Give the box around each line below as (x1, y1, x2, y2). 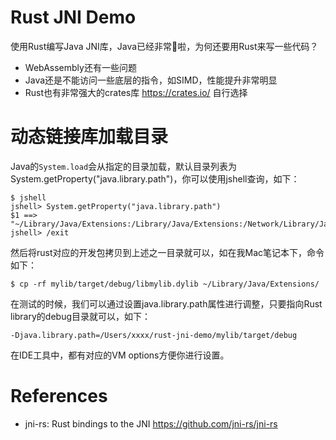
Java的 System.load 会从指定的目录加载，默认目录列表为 (10, 160, 238, 172)
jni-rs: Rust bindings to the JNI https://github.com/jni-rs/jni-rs (24, 417, 278, 430)
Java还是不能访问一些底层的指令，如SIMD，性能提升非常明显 (24, 74, 278, 86)
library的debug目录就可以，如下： (10, 310, 152, 322)
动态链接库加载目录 (10, 126, 169, 148)
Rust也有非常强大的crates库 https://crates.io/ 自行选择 (24, 86, 248, 98)
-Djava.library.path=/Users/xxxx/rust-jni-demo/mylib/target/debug (10, 330, 298, 340)
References (10, 385, 108, 408)
